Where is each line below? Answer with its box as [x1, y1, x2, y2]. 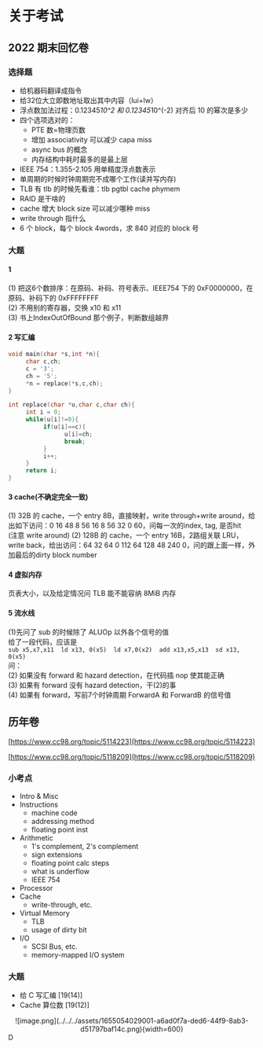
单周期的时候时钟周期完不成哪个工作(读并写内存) [19, 174, 177, 183]
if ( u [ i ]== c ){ [42, 423, 86, 431]
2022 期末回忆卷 [8, 41, 89, 54]
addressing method [31, 816, 95, 826]
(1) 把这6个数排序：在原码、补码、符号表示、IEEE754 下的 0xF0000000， [8, 284, 247, 292]
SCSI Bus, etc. [31, 941, 78, 951]
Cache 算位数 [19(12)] [19, 1000, 90, 1010]
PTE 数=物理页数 [31, 125, 86, 134]
